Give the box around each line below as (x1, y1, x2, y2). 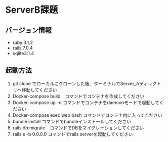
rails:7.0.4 (12, 45, 33, 51)
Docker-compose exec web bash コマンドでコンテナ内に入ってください (12, 112, 163, 118)
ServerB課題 (5, 4, 58, 16)
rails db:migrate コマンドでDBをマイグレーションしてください (12, 124, 144, 131)
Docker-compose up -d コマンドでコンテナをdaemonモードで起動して (12, 99, 159, 106)
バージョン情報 (5, 26, 52, 34)
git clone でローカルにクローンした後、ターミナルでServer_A (12, 80, 140, 86)
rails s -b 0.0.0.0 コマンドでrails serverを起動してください (12, 131, 133, 137)
